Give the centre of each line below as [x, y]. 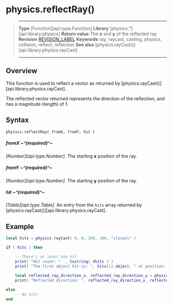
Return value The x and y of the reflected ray [109, 34]
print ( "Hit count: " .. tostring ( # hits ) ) [64, 262]
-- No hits [27, 295]
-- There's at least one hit [46, 257]
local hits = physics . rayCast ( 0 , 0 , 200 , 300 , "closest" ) [71, 239]
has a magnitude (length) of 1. [37, 104]
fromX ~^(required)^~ [29, 143]
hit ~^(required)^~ [26, 192]
